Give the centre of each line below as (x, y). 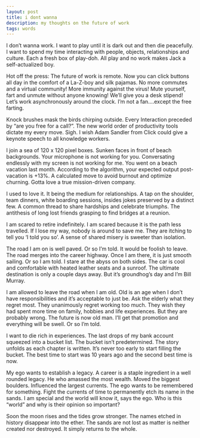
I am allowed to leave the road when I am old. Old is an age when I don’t (95, 292)
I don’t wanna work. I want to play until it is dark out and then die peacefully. (100, 46)
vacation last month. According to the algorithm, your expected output (93, 170)
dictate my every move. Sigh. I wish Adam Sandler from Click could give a (97, 132)
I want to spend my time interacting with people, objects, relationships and (98, 52)
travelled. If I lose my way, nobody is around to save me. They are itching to (99, 231)
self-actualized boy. (30, 65)
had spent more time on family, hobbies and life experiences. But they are (97, 312)
